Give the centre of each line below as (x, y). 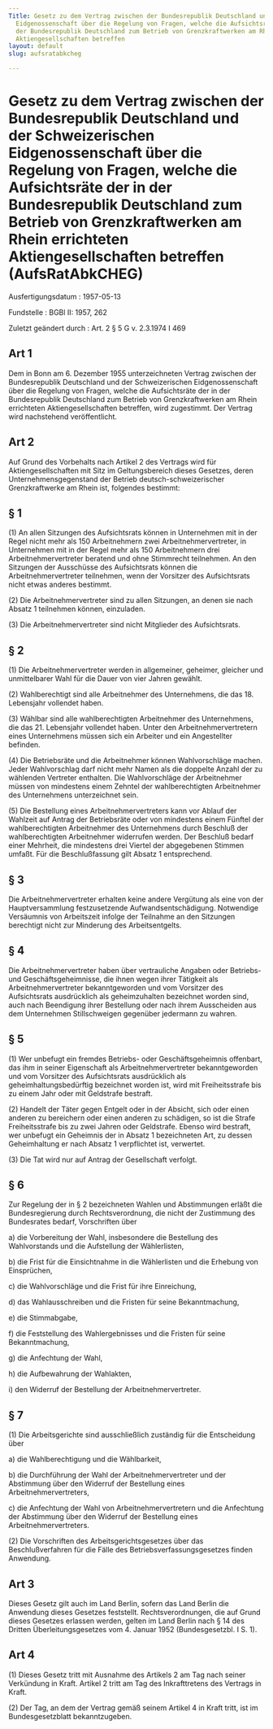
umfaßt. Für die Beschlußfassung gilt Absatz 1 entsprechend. (110, 854)
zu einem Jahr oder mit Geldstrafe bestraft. (80, 1093)
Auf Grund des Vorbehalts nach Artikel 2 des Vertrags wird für (113, 461)
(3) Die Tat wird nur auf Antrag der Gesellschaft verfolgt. (103, 1159)
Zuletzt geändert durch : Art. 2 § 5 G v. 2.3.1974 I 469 (97, 328)
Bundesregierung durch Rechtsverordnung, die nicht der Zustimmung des (132, 1213)
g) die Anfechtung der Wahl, (56, 1358)
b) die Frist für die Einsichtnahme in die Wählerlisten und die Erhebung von (133, 1262)
